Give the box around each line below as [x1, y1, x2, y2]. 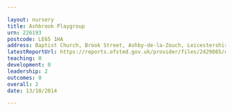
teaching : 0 [7, 55, 42, 62]
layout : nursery [7, 16, 54, 23]
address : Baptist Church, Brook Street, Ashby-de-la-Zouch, [7, 42, 185, 49]
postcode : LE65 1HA [7, 35, 64, 42]
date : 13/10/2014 [7, 87, 58, 94]
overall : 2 [7, 80, 39, 87]
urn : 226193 [7, 29, 42, 36]
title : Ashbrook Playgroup [7, 22, 85, 30]
